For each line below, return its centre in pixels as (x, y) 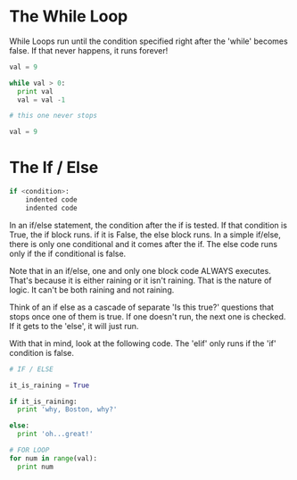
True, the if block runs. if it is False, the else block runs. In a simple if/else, (145, 235)
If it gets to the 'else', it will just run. (74, 326)
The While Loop (69, 17)
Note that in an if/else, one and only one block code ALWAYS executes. (140, 270)
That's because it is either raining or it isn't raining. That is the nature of (140, 280)
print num (35, 467)
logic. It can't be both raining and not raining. (92, 290)
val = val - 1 (41, 100)
